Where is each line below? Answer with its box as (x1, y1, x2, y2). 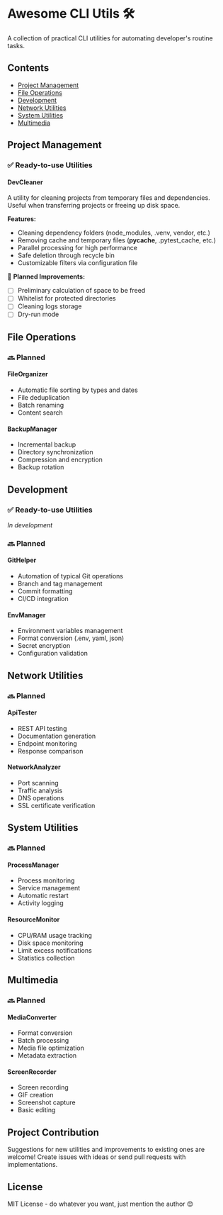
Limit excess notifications (17, 946, 92, 954)
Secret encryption (17, 642, 71, 650)
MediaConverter (7, 1013, 57, 1021)
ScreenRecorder (7, 1068, 57, 1076)
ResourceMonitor (7, 915, 60, 924)
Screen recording (17, 1083, 69, 1092)
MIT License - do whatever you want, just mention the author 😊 (7, 1199, 194, 1209)
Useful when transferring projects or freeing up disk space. (7, 201, 181, 210)
